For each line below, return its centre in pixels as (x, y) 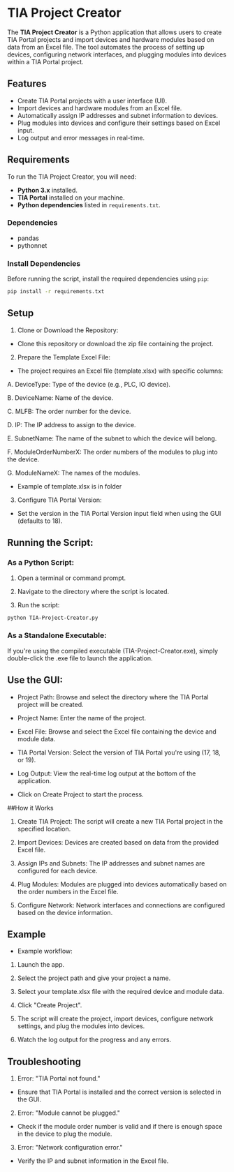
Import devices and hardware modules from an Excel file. (100, 108)
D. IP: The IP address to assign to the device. (72, 424)
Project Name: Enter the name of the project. (82, 718)
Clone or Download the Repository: (68, 330)
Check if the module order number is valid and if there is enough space (120, 1127)
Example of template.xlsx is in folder (70, 486)
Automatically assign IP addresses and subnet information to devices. (118, 115)
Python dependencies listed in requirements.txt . (89, 205)
